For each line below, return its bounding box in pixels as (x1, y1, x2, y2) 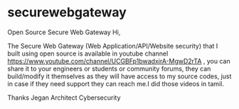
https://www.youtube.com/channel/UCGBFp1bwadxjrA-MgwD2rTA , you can (7, 56, 230, 65)
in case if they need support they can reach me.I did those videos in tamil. (7, 79, 224, 88)
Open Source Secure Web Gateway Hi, (7, 28, 121, 36)
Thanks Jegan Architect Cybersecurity (7, 93, 121, 102)
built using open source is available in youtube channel (7, 49, 169, 58)
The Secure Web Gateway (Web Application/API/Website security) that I (7, 41, 218, 50)
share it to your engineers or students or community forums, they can (7, 64, 211, 73)
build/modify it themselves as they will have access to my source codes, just (7, 72, 232, 81)
